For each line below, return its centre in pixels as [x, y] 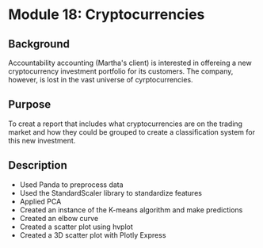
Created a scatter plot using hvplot [76, 227]
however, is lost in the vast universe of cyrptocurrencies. [101, 80]
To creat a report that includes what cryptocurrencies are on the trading [126, 124]
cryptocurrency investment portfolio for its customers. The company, [121, 71]
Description [38, 165]
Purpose [30, 105]
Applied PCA [40, 201]
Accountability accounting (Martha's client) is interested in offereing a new [130, 63]
